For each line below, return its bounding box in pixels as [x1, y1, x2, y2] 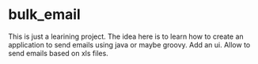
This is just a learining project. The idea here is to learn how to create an [8, 32, 244, 41]
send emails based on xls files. [8, 48, 108, 58]
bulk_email [8, 6, 81, 24]
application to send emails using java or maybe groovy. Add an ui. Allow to [8, 40, 251, 49]
